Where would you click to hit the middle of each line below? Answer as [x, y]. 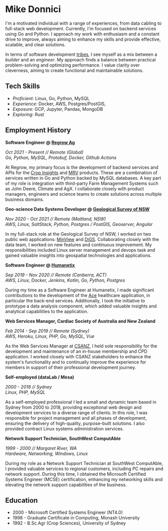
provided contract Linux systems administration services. [65, 428]
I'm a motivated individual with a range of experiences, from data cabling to [83, 23]
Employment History [38, 130]
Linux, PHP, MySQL [25, 392]
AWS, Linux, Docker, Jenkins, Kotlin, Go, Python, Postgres [65, 280]
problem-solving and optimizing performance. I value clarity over [72, 65]
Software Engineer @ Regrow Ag [40, 142]
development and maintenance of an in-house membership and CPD [76, 351]
